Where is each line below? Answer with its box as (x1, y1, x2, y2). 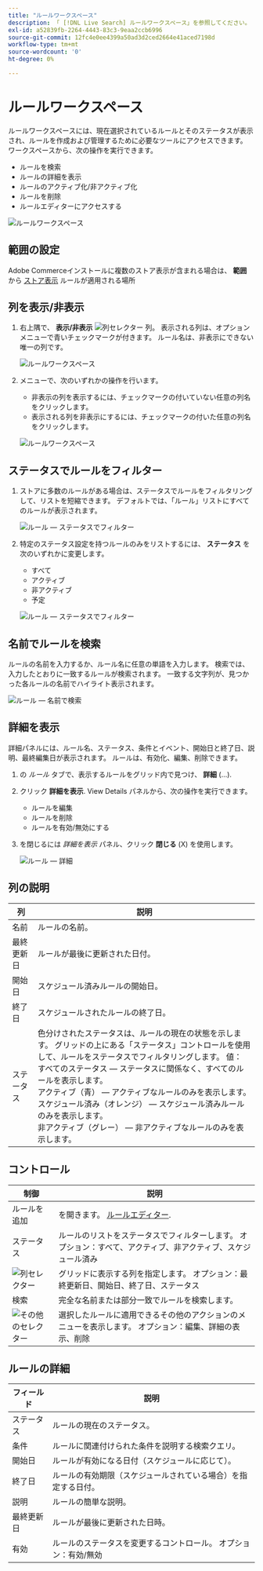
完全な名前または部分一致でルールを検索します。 (58, 1295, 239, 1306)
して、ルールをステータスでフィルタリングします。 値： (38, 1051, 243, 1062)
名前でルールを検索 (8, 637, 101, 650)
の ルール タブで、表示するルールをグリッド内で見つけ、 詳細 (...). (19, 769, 232, 779)
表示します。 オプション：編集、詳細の (89, 1321, 232, 1332)
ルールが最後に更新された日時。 (52, 1517, 171, 1528)
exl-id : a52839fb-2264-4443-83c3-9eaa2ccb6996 (8, 26, 163, 34)
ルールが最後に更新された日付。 (38, 948, 156, 959)
